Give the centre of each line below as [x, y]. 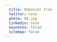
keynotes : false [25, 28]
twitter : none [23, 14]
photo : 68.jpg [23, 18]
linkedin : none [24, 23]
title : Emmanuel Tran [31, 9]
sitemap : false [24, 32]
